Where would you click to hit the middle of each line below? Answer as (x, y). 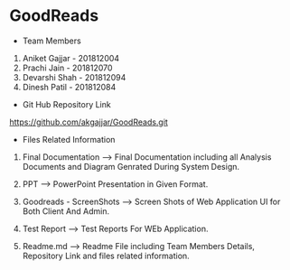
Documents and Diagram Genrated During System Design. (131, 166)
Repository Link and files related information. (106, 256)
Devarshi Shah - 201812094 (74, 77)
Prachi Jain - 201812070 (67, 68)
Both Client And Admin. (66, 211)
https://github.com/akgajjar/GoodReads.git (89, 122)
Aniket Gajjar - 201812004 (71, 58)
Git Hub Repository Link (66, 104)
